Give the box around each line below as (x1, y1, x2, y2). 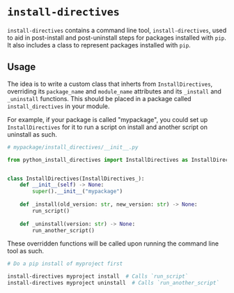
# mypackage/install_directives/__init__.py (7, 144, 139, 151)
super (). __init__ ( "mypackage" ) (32, 188, 123, 195)
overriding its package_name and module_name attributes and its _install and (7, 87, 221, 96)
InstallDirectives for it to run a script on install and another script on (7, 123, 208, 131)
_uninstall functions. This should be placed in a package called (7, 94, 192, 103)
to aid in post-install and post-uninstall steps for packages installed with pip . (7, 33, 226, 42)
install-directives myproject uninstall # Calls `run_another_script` (7, 280, 219, 287)
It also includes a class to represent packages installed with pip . (7, 40, 192, 49)
